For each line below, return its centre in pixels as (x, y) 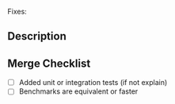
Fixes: (17, 12)
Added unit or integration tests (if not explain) (93, 83)
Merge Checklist (49, 63)
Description (37, 36)
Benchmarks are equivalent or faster (78, 91)
